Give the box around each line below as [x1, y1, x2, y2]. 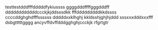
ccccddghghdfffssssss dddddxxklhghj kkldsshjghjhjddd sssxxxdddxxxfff [5, 15, 154, 20]
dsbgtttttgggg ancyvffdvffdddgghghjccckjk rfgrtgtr [5, 19, 109, 25]
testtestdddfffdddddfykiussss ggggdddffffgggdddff [5, 4, 110, 10]
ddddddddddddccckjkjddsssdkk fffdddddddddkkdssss [5, 9, 117, 15]
